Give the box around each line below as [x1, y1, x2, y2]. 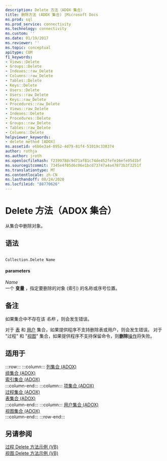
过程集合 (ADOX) [5, 389, 40, 395]
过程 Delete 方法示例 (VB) [5, 444, 59, 450]
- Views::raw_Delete [5, 106, 49, 111]
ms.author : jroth [5, 153, 42, 159]
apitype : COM [5, 50, 33, 55]
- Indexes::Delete [5, 111, 44, 117]
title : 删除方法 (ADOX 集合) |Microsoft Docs [5, 12, 99, 17]
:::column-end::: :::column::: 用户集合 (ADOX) [5, 401, 99, 408]
